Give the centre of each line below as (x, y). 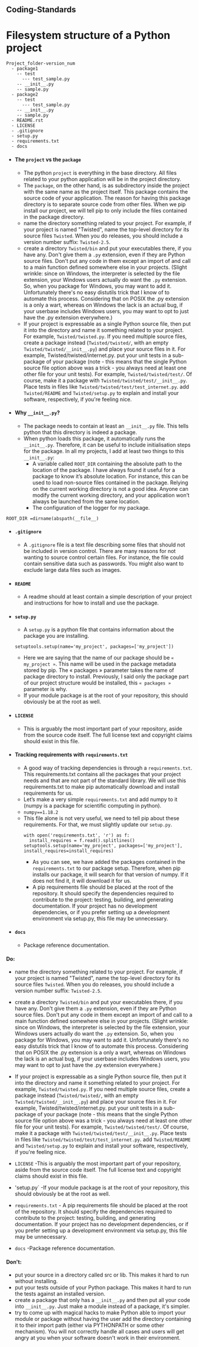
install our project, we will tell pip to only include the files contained (105, 210)
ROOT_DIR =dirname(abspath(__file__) (53, 518)
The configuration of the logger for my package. (91, 507)
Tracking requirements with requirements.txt (71, 755)
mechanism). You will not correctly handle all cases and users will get (99, 1332)
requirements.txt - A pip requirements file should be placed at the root (101, 1205)
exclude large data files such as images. (72, 570)
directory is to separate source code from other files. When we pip (105, 204)
